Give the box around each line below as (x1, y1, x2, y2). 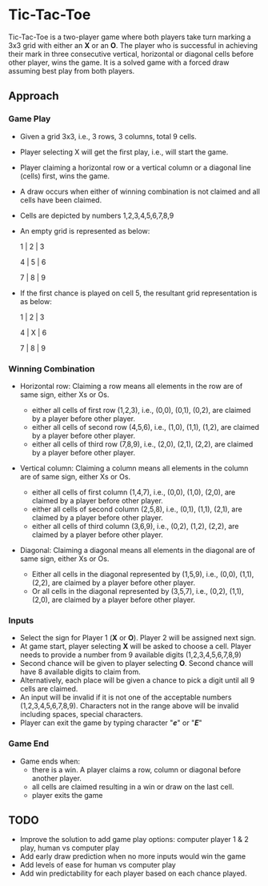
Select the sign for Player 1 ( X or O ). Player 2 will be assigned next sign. (19, 633, 256, 643)
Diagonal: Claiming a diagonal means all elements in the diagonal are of (19, 545, 256, 555)
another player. (31, 773, 82, 783)
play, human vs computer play (19, 843, 120, 853)
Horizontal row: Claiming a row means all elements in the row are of (19, 381, 243, 391)
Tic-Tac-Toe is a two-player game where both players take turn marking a (8, 32, 251, 42)
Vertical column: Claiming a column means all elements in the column (19, 463, 249, 473)
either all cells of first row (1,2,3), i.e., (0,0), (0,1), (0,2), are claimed (31, 405, 251, 415)
